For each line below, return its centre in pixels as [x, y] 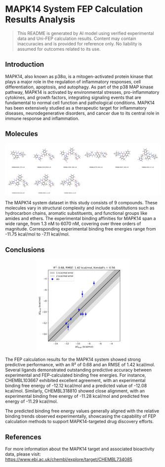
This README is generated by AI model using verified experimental [85, 33]
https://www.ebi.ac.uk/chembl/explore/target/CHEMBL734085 [69, 460]
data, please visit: [23, 454]
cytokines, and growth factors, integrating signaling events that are [73, 97]
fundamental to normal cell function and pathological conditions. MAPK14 [80, 103]
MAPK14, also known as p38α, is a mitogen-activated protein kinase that [79, 76]
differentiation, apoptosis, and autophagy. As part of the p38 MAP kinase [79, 87]
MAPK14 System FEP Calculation [74, 9]
